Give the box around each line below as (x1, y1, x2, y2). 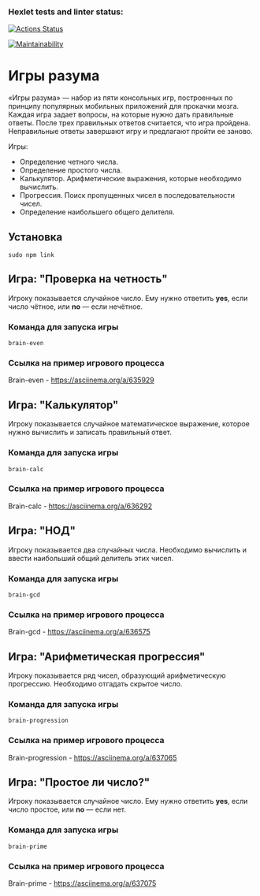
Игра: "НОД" (8, 524, 76, 537)
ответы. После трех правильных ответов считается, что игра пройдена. (8, 118, 251, 128)
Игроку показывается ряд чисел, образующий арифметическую (8, 671, 226, 680)
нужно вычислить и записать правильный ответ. (8, 428, 172, 437)
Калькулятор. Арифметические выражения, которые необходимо (19, 174, 242, 184)
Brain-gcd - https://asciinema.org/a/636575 (8, 627, 151, 637)
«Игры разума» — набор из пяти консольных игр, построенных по (8, 93, 233, 102)
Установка (8, 230, 63, 244)
